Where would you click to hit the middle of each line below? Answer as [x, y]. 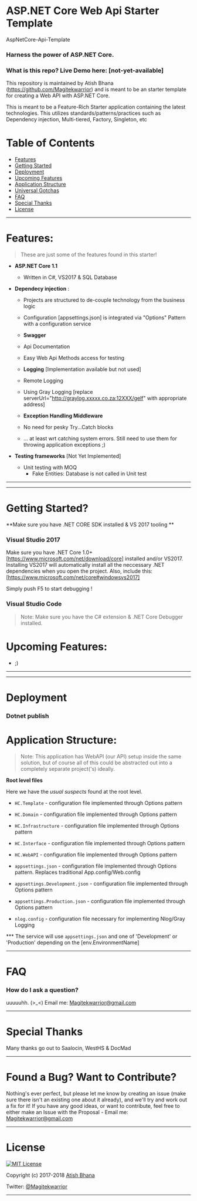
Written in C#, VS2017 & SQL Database [70, 277]
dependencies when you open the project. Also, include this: [79, 571]
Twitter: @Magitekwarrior [37, 1186]
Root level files [24, 780]
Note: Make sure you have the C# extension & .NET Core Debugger [102, 617]
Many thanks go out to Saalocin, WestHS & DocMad [69, 1048]
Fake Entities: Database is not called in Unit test [89, 474]
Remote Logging [43, 381]
